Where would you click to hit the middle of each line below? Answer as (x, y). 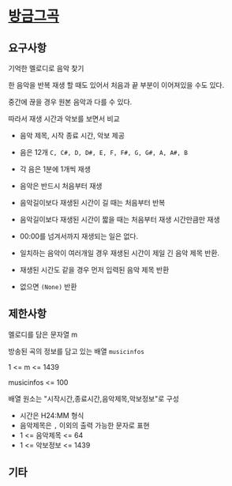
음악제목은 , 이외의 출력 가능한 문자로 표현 (84, 425)
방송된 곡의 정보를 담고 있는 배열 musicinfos (76, 351)
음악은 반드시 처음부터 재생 (61, 186)
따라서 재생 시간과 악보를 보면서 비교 (64, 119)
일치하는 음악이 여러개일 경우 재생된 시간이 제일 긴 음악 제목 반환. (119, 253)
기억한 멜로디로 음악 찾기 (46, 68)
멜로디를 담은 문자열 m (43, 334)
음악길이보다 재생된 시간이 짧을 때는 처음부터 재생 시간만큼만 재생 (120, 219)
